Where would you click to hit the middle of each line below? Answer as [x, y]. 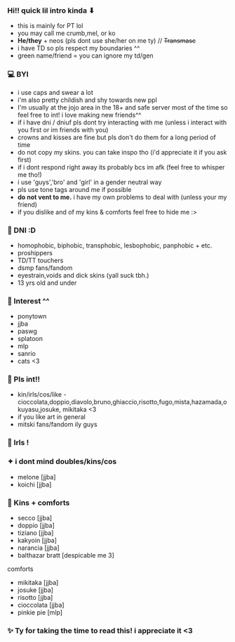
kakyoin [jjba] [37, 540]
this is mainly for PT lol [50, 26]
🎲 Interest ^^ [28, 301]
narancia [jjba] [38, 548]
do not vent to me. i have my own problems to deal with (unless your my [122, 197]
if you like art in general [51, 417]
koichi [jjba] [34, 484]
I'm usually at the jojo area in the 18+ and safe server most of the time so [122, 107]
